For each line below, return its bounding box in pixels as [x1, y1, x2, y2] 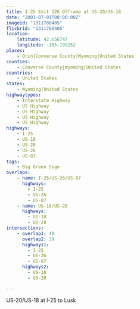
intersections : [6, 225, 44, 231]
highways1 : [21, 242, 49, 248]
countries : [6, 70, 33, 76]
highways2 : [21, 264, 49, 270]
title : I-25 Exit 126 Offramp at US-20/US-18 [6, 8, 121, 15]
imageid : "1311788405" [6, 20, 63, 26]
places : [6, 48, 26, 54]
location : [6, 31, 31, 37]
